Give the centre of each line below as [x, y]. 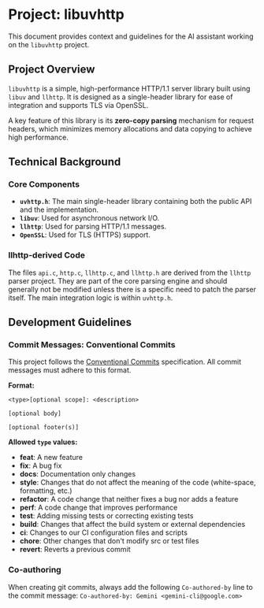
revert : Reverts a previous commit [75, 550]
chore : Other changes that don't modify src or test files [109, 541]
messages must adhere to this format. [70, 370]
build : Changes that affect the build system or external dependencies [132, 525]
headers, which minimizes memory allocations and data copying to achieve [130, 128]
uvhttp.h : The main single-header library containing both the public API [136, 202]
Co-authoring [35, 570]
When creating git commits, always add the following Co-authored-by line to [131, 587]
